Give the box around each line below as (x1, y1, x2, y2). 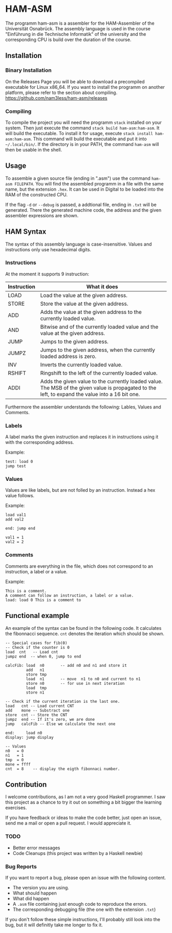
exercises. (5, 805, 27, 811)
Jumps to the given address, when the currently (40, 346, 155, 353)
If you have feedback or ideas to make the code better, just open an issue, (5, 815, 162, 821)
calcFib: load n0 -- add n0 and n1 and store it (5, 663, 127, 668)
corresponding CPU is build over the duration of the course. (5, 36, 132, 43)
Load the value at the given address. (40, 291, 128, 298)
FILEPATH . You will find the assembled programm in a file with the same (14, 180, 164, 186)
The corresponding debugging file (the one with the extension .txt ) (12, 906, 156, 912)
